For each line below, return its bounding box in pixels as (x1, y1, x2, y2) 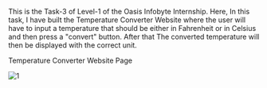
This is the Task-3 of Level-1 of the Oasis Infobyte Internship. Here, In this (8, 7, 250, 16)
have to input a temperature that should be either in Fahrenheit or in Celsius (8, 24, 257, 33)
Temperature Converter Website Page (8, 55, 133, 65)
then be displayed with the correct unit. (8, 40, 137, 50)
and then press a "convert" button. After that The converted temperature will (8, 32, 260, 41)
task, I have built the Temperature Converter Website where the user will (8, 15, 245, 25)
